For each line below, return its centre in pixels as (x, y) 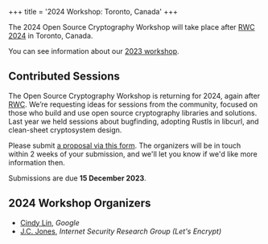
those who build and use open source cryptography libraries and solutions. (133, 112)
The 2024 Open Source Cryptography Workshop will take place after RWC (132, 27)
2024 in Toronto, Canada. (51, 36)
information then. (37, 162)
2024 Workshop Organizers (80, 203)
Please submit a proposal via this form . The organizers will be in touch (125, 145)
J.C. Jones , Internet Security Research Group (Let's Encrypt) (121, 231)
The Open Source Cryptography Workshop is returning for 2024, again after (134, 96)
